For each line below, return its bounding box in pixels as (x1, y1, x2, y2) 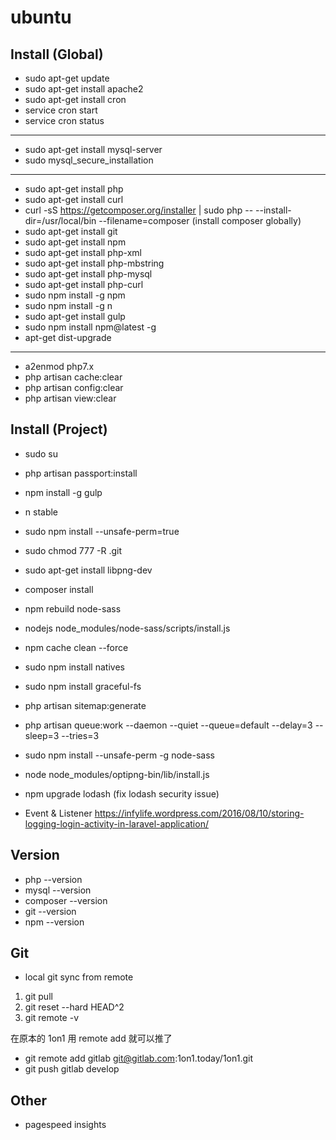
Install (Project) (10, 421, 108, 438)
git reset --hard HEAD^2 (24, 1001, 125, 1013)
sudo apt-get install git (24, 226, 118, 237)
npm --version (24, 916, 85, 928)
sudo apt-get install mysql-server (24, 144, 163, 155)
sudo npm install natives (24, 661, 125, 673)
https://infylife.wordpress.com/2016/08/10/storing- (94, 807, 305, 819)
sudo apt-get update (24, 72, 110, 84)
